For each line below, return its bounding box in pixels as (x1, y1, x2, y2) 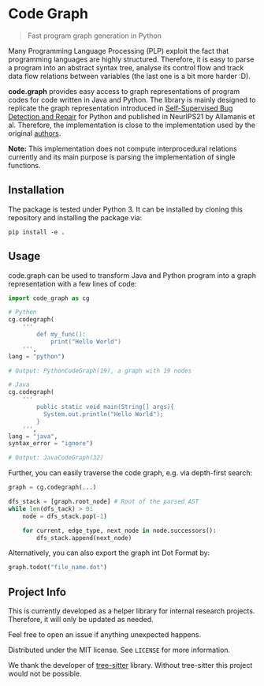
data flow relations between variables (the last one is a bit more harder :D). (8, 71, 251, 81)
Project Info (8, 585, 67, 598)
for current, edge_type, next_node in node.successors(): (22, 527, 217, 534)
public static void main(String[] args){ (36, 403, 175, 411)
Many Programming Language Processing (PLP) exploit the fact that (8, 46, 229, 55)
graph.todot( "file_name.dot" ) (8, 564, 108, 572)
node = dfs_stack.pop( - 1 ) (22, 512, 108, 520)
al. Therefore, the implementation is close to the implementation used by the (8, 120, 256, 129)
